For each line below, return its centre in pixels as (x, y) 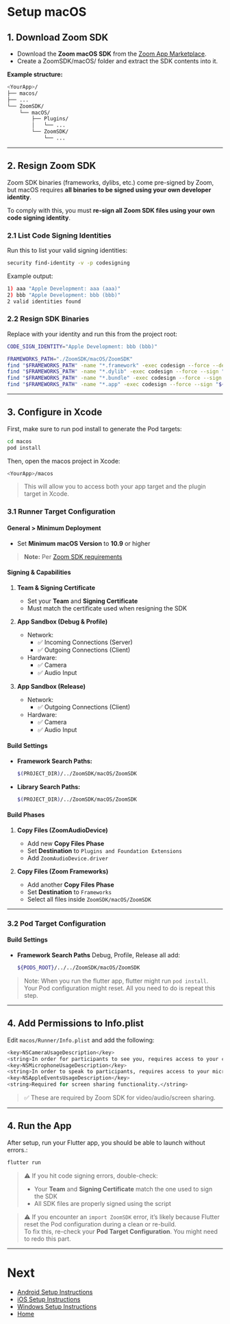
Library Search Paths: (49, 786)
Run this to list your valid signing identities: (67, 250)
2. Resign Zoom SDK (52, 166)
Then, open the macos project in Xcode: (64, 461)
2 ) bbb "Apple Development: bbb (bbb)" (64, 295)
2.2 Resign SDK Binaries (48, 319)
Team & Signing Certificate (56, 587)
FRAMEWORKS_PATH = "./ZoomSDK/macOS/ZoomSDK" (70, 359)
